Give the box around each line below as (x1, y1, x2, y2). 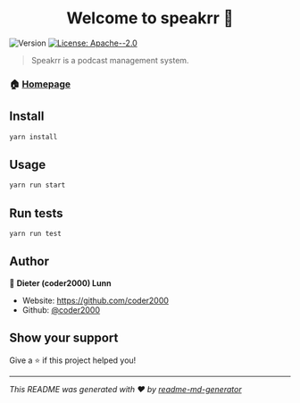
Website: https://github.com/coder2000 (21, 295, 170, 306)
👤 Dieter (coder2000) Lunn (9, 277, 112, 289)
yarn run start (9, 181, 66, 190)
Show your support (9, 331, 119, 346)
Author (9, 254, 49, 269)
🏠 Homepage (9, 78, 71, 90)
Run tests (9, 206, 63, 221)
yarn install (9, 132, 58, 141)
